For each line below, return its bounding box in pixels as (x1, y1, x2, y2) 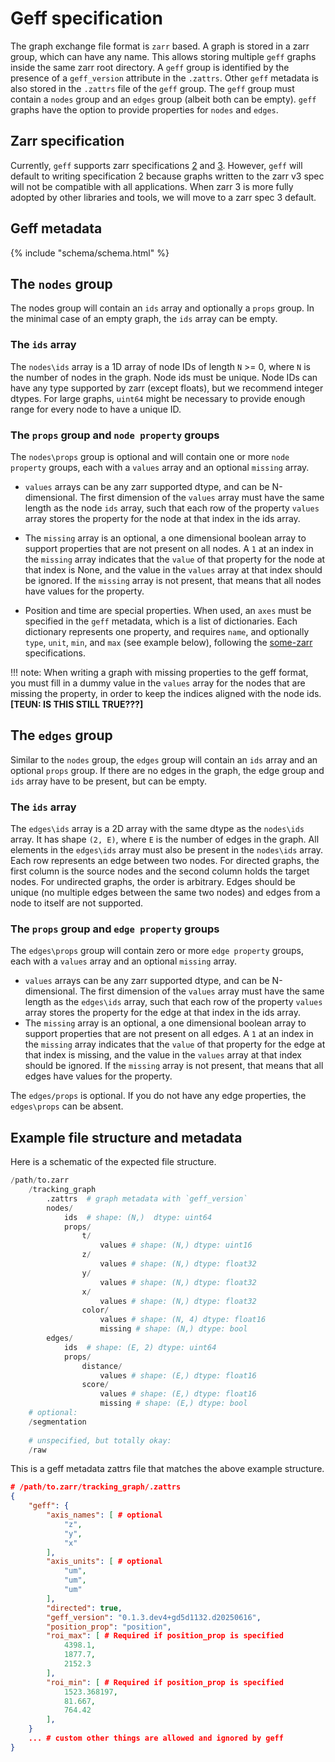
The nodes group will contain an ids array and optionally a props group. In (10, 302, 315, 314)
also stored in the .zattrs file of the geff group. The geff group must (10, 82, 295, 94)
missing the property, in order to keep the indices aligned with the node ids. (10, 687, 322, 699)
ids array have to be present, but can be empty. (10, 775, 208, 787)
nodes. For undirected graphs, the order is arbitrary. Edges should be (10, 876, 296, 888)
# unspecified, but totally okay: (28, 1435, 172, 1446)
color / (81, 1305, 110, 1316)
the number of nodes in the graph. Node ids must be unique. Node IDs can (10, 371, 318, 383)
